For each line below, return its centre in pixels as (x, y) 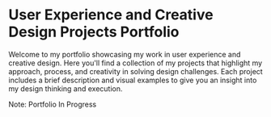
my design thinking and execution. (66, 88)
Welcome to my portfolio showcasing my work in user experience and (125, 54)
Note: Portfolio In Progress (53, 104)
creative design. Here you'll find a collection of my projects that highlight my (135, 63)
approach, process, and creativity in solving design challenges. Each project (135, 71)
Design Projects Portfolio (94, 32)
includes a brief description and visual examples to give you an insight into (133, 80)
